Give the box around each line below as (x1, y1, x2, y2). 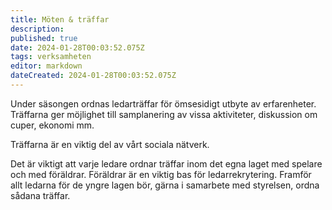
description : (10, 24, 65, 34)
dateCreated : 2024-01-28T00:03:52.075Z (10, 71, 177, 81)
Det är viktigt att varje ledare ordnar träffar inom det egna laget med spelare (10, 157, 323, 170)
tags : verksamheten (10, 52, 92, 62)
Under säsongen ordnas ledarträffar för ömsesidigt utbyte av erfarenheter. (10, 97, 317, 110)
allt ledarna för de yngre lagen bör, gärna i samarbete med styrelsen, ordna (10, 179, 320, 191)
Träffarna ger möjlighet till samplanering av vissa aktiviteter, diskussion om (10, 108, 318, 120)
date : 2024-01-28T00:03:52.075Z (10, 42, 145, 53)
